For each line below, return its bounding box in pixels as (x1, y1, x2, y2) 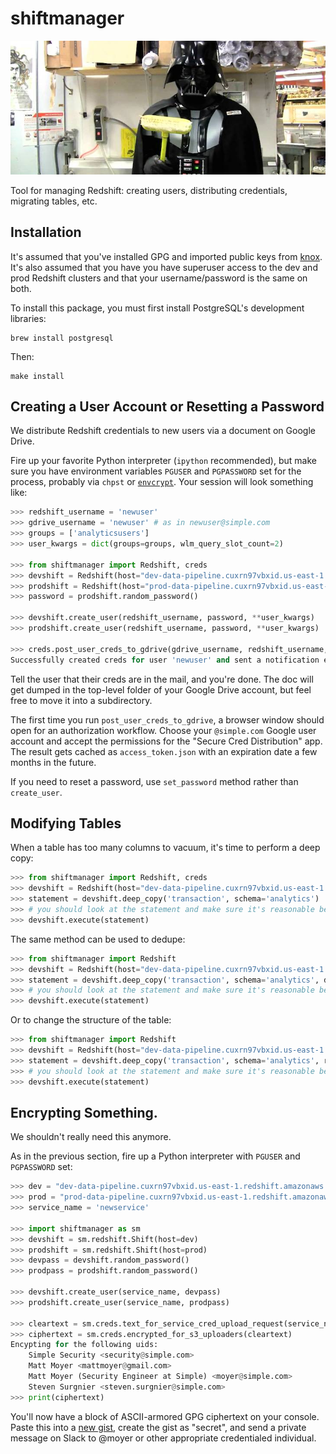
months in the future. (10, 756, 97, 768)
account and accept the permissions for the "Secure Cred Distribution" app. (10, 735, 323, 747)
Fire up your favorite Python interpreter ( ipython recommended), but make (10, 455, 317, 467)
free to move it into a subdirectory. (10, 694, 153, 706)
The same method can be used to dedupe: (10, 933, 186, 945)
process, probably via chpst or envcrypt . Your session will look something (10, 476, 314, 488)
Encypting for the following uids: (10, 1340, 159, 1350)
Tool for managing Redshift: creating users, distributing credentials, (10, 184, 288, 196)
